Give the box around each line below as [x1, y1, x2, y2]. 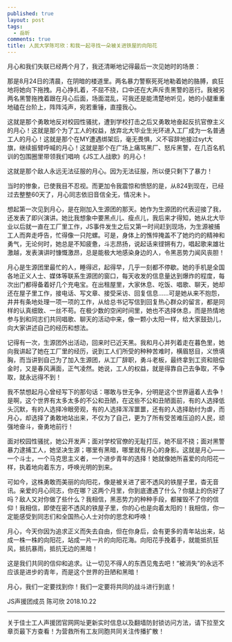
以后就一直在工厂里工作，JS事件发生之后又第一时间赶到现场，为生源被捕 [12, 222, 220, 231]
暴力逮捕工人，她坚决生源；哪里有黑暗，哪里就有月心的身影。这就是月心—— [7, 446, 225, 454]
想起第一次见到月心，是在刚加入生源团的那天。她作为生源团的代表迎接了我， [7, 205, 225, 213]
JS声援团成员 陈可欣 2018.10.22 [7, 597, 97, 605]
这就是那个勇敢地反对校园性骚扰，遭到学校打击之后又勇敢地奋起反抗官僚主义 [7, 118, 225, 125]
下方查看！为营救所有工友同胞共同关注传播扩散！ [25, 627, 164, 635]
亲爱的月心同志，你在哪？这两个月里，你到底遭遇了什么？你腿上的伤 [19, 486, 213, 494]
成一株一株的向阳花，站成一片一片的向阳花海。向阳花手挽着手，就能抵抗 [7, 536, 213, 544]
